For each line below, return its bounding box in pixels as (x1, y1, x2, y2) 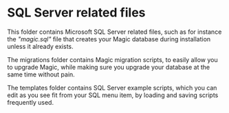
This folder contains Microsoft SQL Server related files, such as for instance (7, 28, 222, 36)
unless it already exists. (7, 42, 74, 50)
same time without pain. (7, 70, 76, 79)
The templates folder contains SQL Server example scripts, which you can (7, 83, 217, 92)
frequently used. (7, 98, 54, 106)
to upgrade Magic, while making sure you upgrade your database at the (7, 63, 210, 71)
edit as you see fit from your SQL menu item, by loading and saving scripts (7, 91, 219, 99)
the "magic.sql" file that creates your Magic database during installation (7, 34, 211, 43)
